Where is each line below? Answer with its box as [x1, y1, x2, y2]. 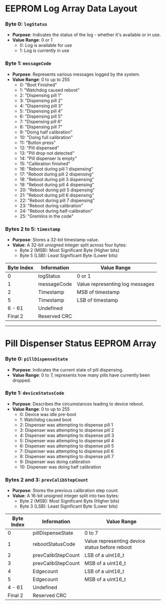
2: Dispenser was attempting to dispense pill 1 [19, 421, 114, 428]
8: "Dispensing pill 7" [19, 124, 63, 130]
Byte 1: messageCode [5, 60, 51, 67]
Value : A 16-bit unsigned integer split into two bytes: [12, 493, 120, 499]
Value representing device [84, 538, 146, 545]
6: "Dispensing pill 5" [19, 113, 63, 119]
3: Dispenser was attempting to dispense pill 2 [19, 427, 114, 433]
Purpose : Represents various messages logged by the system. [12, 71, 141, 77]
